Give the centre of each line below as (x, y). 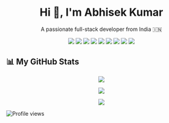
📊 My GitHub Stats (43, 62)
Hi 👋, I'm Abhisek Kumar (101, 12)
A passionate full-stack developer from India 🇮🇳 (101, 29)
